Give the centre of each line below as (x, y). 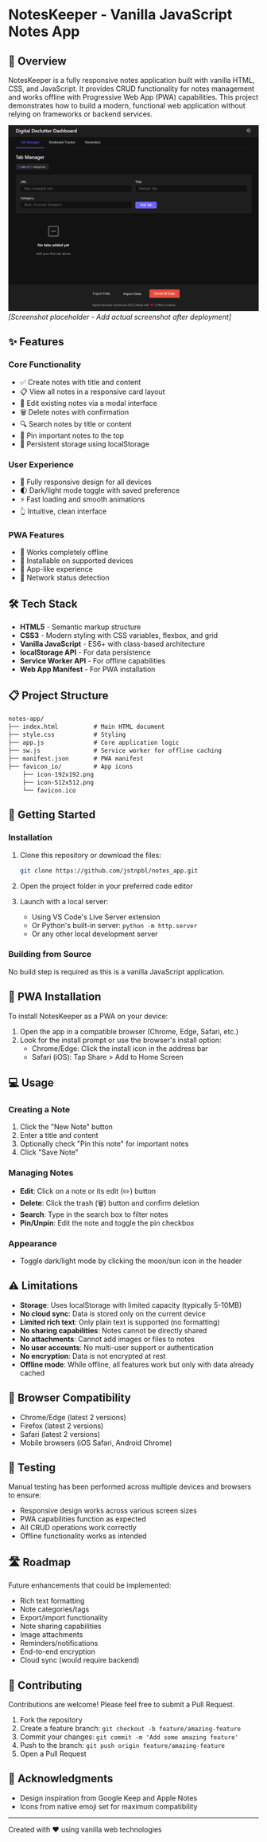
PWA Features (37, 534)
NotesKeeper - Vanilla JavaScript (120, 15)
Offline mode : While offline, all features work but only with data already (137, 1364)
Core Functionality (45, 364)
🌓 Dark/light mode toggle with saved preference (100, 490)
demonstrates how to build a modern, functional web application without (127, 106)
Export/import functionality (64, 1618)
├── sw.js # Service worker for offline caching (115, 750)
